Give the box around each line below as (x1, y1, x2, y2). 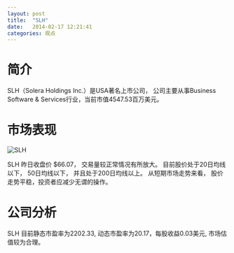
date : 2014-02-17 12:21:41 (7, 23, 92, 30)
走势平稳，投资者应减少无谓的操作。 (7, 178, 112, 186)
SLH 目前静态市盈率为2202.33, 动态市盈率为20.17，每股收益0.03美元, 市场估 (7, 229, 228, 238)
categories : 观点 (7, 29, 56, 37)
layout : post (7, 10, 46, 17)
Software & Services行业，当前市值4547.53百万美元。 (7, 95, 163, 103)
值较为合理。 (7, 238, 44, 247)
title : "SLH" (7, 17, 49, 24)
